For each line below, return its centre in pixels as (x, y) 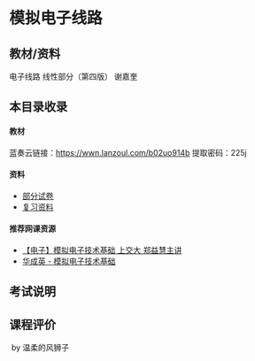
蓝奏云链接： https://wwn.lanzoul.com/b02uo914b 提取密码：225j (128, 152)
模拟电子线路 (56, 18)
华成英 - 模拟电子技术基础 (69, 261)
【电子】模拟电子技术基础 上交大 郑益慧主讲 (102, 250)
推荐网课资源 (32, 229)
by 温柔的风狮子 (40, 348)
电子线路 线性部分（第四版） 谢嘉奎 (73, 77)
